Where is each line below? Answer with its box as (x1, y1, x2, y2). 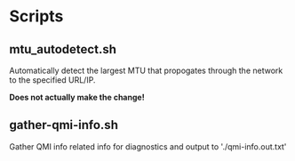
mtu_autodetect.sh (9, 42, 117, 57)
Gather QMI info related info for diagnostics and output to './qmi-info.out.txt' (9, 141, 287, 152)
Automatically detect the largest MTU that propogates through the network (9, 65, 283, 76)
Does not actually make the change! (9, 92, 145, 102)
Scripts (9, 6, 64, 27)
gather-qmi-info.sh (9, 117, 118, 133)
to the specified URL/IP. (9, 75, 96, 85)
